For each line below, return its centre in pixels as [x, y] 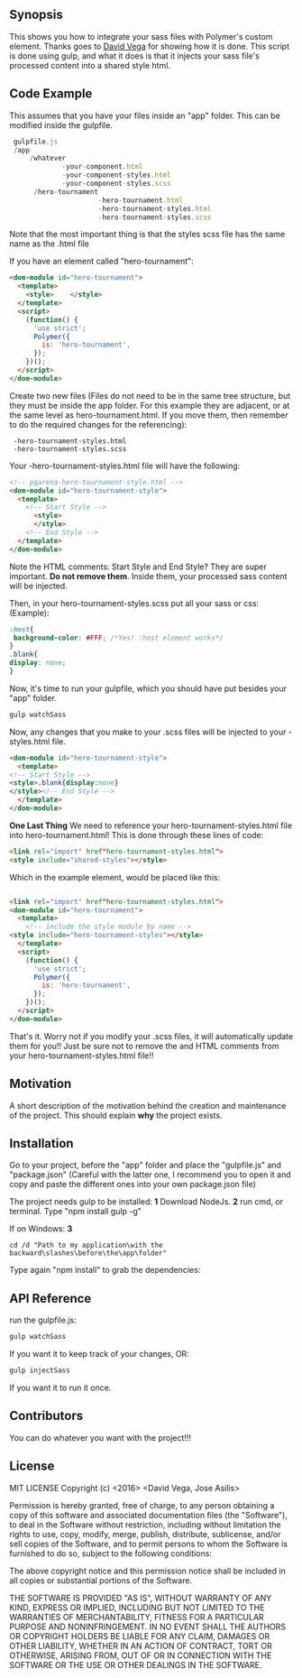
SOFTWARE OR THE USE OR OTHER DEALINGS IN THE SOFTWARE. [136, 1664]
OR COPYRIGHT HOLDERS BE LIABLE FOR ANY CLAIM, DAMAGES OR [140, 1636]
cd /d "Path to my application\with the [87, 1245]
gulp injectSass [40, 1370]
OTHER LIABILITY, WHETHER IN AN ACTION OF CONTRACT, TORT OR [141, 1646]
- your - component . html [102, 167]
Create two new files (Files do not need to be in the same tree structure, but [150, 395]
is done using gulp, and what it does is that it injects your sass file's [134, 55]
